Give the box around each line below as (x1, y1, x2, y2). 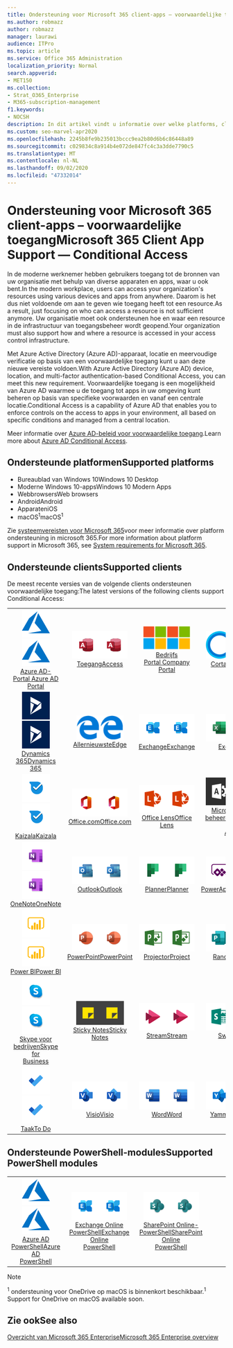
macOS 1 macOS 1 (17, 511, 64, 521)
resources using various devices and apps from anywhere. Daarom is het (7, 292, 216, 300)
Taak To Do (20, 1125, 51, 1133)
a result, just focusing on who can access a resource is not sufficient (7, 306, 204, 315)
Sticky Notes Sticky (72, 1026, 127, 1034)
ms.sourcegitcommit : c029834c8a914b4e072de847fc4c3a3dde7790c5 (7, 143, 194, 150)
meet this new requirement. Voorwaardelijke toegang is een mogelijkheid (7, 378, 216, 387)
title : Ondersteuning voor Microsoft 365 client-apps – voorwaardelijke (7, 11, 222, 18)
